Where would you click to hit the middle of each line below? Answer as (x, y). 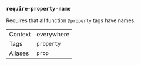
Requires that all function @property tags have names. (71, 20)
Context (20, 35)
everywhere (53, 35)
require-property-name (38, 8)
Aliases (19, 53)
